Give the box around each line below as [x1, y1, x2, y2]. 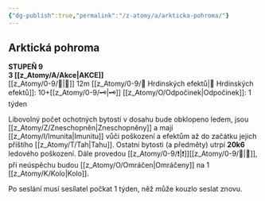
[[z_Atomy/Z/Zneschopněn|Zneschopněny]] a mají [8, 123, 173, 133]
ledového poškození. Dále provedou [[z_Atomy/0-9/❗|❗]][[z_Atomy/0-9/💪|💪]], [8, 149, 258, 159]
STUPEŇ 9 [8, 62, 44, 72]
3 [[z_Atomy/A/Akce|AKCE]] [8, 71, 104, 80]
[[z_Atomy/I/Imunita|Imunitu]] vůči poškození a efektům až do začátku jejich [8, 132, 257, 141]
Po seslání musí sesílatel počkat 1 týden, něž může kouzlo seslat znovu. [8, 184, 243, 194]
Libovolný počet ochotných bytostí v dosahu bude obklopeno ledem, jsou [8, 114, 249, 124]
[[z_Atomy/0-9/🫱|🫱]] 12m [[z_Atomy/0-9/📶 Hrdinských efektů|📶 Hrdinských [8, 79, 254, 88]
